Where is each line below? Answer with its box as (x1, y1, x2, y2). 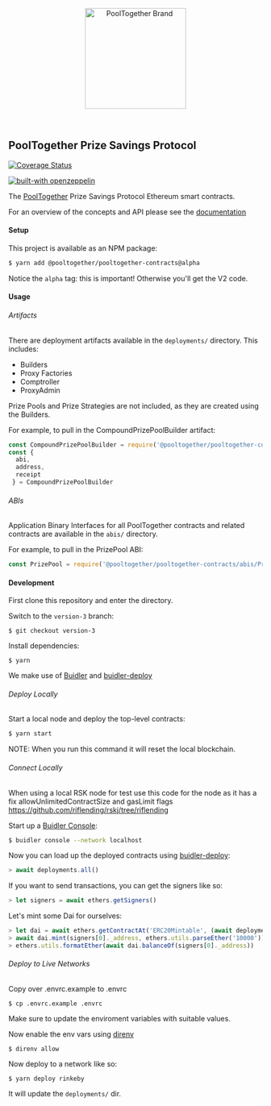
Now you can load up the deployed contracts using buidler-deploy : (8, 850, 231, 860)
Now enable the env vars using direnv (8, 1029, 135, 1039)
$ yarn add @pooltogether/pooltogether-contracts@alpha (8, 259, 200, 268)
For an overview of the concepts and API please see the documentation (8, 206, 247, 217)
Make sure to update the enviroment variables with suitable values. (8, 1013, 231, 1023)
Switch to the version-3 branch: (8, 611, 115, 621)
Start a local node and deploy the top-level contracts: (8, 714, 186, 724)
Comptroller (19, 376, 60, 386)
